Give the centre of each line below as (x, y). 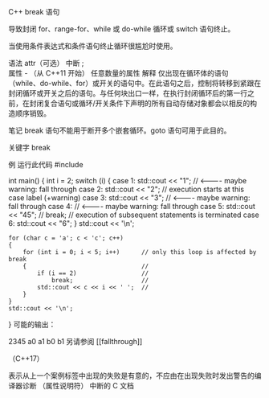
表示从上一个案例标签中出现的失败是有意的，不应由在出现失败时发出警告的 (131, 375)
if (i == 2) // (93, 273)
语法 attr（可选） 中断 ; (46, 63)
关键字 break (29, 148)
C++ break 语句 (34, 12)
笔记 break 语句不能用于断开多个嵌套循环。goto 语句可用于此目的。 (120, 130)
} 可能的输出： (32, 324)
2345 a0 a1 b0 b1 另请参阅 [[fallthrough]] (75, 341)
